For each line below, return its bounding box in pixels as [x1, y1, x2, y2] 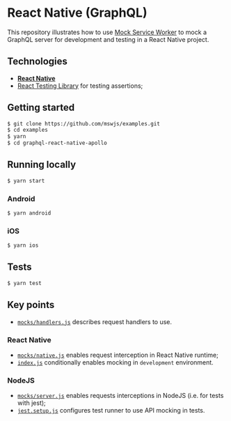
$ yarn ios [7, 242, 39, 249]
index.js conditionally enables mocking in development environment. [17, 358, 214, 367]
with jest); [17, 399, 47, 407]
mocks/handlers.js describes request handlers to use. [17, 317, 173, 326]
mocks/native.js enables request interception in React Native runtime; [17, 351, 219, 359]
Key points [7, 299, 55, 311]
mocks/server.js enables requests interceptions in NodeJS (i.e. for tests [17, 392, 224, 400]
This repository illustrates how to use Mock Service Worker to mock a [7, 28, 207, 36]
